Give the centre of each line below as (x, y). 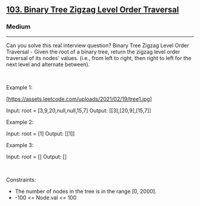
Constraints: (21, 180)
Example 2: (20, 122)
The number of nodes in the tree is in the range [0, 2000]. (85, 191)
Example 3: (20, 145)
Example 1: (19, 87)
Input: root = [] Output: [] (37, 157)
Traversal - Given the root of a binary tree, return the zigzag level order (93, 51)
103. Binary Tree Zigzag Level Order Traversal (93, 10)
